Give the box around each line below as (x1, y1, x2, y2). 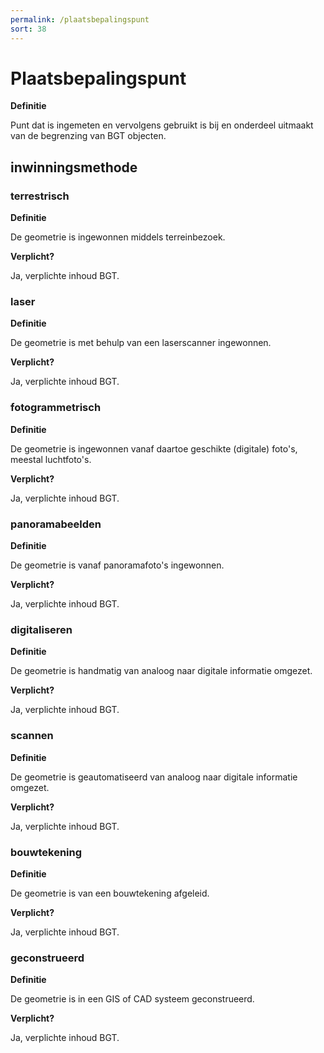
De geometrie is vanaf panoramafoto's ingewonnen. (10, 559, 225, 571)
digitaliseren (10, 622, 73, 636)
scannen (10, 729, 54, 743)
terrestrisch (10, 189, 70, 203)
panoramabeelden (10, 517, 102, 531)
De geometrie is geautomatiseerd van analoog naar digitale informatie (10, 771, 298, 783)
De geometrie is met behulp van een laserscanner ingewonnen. (10, 337, 272, 349)
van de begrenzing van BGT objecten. (10, 130, 167, 142)
